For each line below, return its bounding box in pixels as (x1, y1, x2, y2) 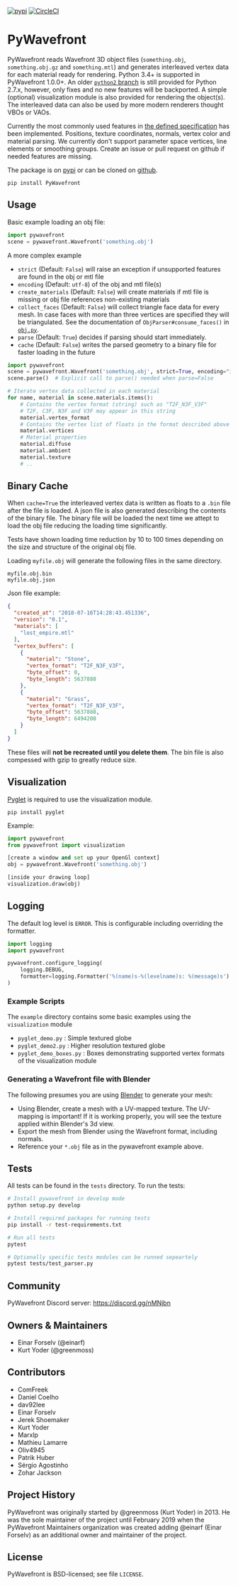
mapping (17, 1111, 44, 1120)
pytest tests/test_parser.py (7, 1260, 93, 1267)
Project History (7, 1489, 76, 1501)
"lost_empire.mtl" (20, 629, 74, 636)
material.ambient (20, 447, 72, 454)
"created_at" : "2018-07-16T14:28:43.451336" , (13, 609, 151, 617)
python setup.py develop (7, 1202, 81, 1209)
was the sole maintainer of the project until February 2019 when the (7, 1515, 205, 1524)
